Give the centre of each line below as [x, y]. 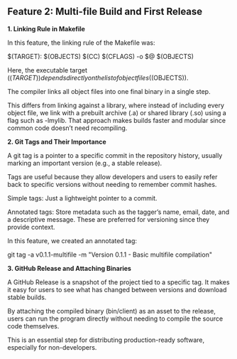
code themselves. [33, 326]
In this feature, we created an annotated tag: [72, 240]
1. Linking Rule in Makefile [46, 28]
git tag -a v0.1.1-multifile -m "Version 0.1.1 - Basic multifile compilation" [110, 254]
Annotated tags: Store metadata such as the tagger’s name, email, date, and [118, 212]
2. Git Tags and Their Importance [57, 141]
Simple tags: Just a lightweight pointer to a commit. [82, 198]
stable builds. [27, 297]
